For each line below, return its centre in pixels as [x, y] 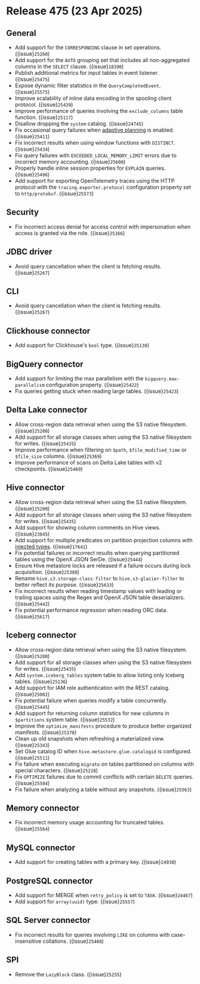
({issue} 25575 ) [32, 92]
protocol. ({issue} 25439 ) [44, 105]
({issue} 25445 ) [32, 707]
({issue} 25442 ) [32, 603]
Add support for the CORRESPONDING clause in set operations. [88, 47]
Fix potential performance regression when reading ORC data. [91, 610]
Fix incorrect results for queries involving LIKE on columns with [92, 934]
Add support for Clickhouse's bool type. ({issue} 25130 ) [82, 346]
